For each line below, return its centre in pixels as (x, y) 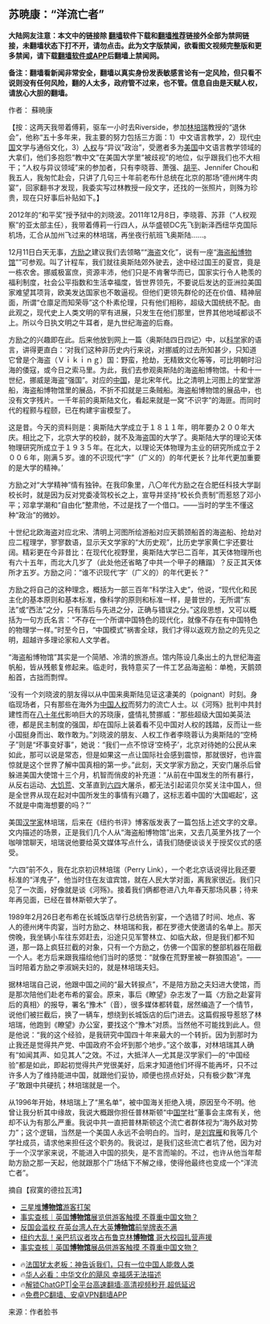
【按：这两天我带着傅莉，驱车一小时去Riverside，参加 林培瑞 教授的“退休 (127, 127)
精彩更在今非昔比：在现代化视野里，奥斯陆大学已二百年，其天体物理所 (138, 552)
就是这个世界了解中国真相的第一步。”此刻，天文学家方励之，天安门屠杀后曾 (138, 765)
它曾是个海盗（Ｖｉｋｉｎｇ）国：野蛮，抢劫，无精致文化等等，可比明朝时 (131, 359)
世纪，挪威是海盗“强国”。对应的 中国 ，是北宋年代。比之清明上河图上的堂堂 (131, 380)
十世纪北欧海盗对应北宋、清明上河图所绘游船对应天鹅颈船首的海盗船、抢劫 (131, 532)
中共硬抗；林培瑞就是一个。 (78, 1085)
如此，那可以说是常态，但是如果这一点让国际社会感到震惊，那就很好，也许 (131, 754)
